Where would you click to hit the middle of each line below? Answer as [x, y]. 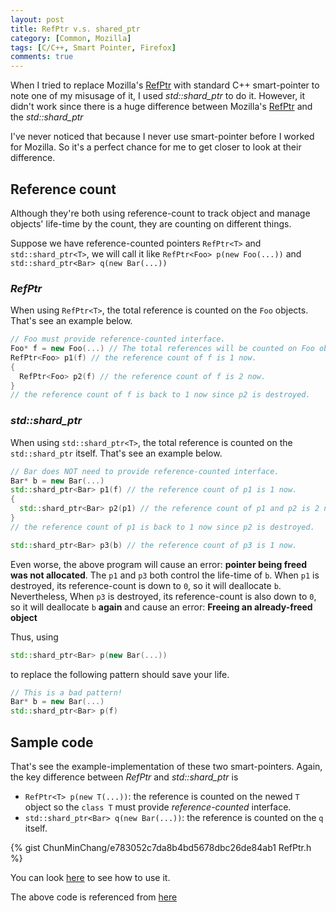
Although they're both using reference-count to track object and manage [160, 213]
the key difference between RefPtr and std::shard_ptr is [124, 777]
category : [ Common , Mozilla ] [71, 38]
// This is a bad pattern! [66, 692]
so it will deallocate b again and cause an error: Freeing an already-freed [161, 607]
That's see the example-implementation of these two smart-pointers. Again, [166, 766]
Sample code [52, 742]
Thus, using [34, 637]
